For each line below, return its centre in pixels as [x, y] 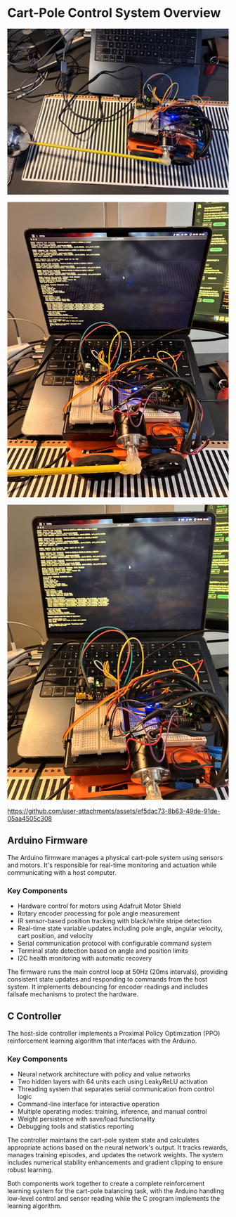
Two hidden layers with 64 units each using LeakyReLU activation [113, 1082]
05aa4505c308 [30, 818]
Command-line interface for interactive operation [88, 1104]
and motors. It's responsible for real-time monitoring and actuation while [112, 865]
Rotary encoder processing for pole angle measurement [99, 913]
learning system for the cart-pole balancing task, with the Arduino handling [116, 1191]
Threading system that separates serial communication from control [116, 1089]
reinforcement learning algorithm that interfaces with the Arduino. [102, 1041]
